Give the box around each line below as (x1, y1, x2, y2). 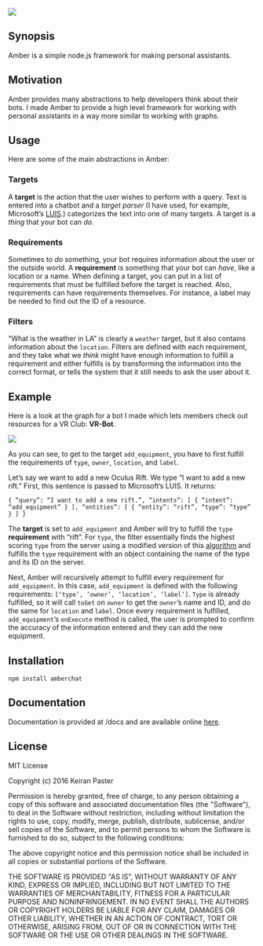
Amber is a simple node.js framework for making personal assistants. (8, 50, 232, 60)
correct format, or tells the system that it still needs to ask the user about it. (8, 367, 251, 377)
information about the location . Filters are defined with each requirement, (8, 342, 247, 352)
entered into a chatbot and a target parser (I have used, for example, (8, 201, 230, 210)
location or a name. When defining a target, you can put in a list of (8, 271, 222, 281)
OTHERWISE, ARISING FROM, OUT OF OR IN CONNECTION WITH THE (8, 922, 237, 931)
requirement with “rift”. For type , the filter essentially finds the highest (8, 532, 236, 542)
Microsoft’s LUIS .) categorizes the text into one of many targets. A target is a (8, 208, 256, 218)
